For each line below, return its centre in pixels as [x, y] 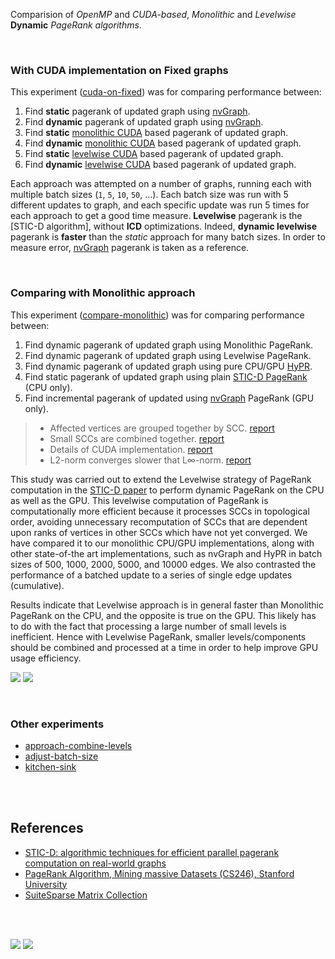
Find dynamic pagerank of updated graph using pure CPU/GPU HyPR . [168, 366]
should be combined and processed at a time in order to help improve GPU [164, 647]
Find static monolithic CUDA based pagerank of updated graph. [156, 133]
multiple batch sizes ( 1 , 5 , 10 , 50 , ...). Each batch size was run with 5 [149, 195]
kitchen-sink [50, 766]
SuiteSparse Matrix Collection [86, 895]
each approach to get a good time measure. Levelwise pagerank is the [156, 216]
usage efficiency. [46, 658]
